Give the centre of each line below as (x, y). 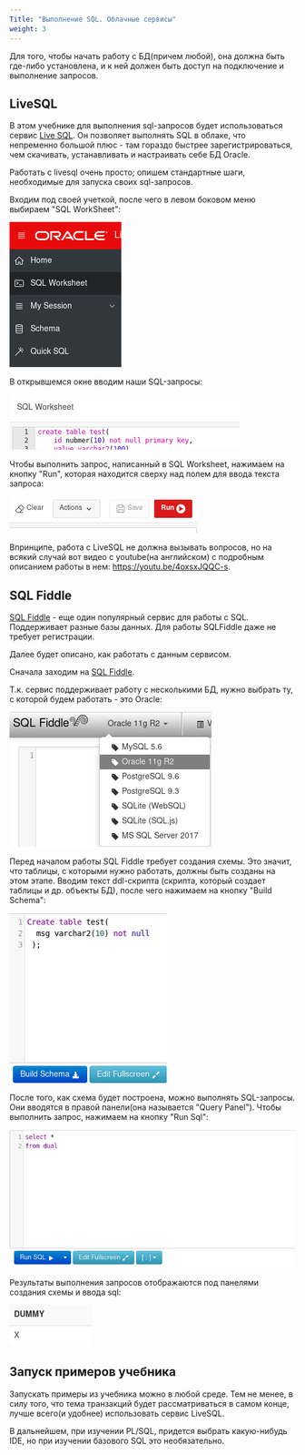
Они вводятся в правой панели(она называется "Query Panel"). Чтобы (145, 1107)
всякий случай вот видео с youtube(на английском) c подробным (137, 557)
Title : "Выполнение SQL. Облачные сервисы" (93, 19)
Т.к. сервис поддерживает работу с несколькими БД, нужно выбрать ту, (151, 690)
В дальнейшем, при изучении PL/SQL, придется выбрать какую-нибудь (148, 1430)
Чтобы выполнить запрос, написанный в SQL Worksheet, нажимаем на (147, 464)
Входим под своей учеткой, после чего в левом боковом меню (133, 199)
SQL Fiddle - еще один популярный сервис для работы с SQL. (129, 617)
